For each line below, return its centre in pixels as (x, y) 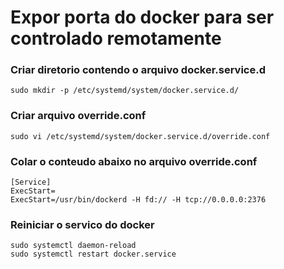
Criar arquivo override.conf (78, 116)
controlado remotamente (116, 38)
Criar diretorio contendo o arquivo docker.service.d (138, 70)
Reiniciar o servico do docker (82, 224)
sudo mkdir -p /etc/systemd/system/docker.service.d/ (125, 91)
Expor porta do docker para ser (142, 17)
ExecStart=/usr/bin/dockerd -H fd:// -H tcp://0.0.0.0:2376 (138, 200)
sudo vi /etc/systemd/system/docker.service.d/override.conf (140, 136)
